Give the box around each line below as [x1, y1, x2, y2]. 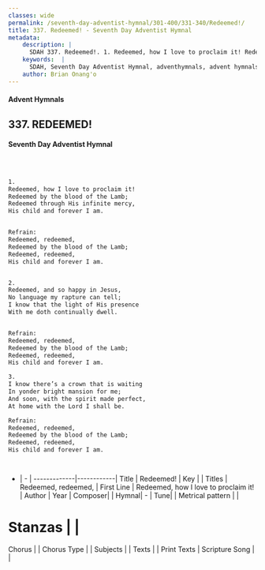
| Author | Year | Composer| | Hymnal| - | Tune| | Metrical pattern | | [19, 491, 239, 501]
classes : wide [8, 11, 55, 20]
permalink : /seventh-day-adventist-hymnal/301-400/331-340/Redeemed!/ [8, 19, 245, 27]
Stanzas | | [8, 519, 80, 537]
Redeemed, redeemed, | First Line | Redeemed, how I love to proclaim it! [19, 482, 255, 492]
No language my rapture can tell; [8, 294, 122, 302]
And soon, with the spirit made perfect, [8, 395, 147, 403]
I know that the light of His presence [8, 301, 140, 309]
